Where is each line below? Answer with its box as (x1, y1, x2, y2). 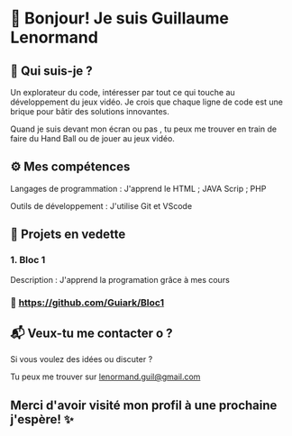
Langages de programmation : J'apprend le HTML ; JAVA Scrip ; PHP (10, 183, 267, 194)
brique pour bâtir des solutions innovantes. (10, 106, 170, 116)
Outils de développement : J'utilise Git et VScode (10, 200, 193, 211)
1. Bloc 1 (10, 254, 46, 267)
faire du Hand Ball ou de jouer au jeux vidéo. (10, 133, 175, 143)
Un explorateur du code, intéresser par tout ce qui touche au (10, 87, 235, 97)
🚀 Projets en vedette (10, 227, 126, 242)
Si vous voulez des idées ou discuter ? (10, 354, 153, 365)
